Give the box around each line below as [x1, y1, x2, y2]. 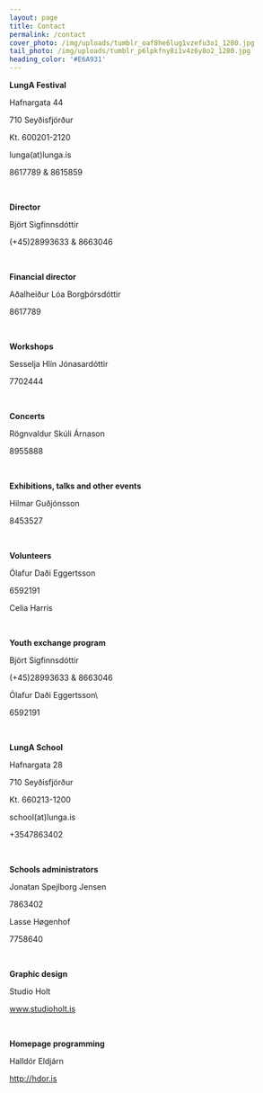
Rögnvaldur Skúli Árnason [9, 428, 105, 439]
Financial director [9, 272, 76, 282]
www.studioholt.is [9, 1004, 76, 1014]
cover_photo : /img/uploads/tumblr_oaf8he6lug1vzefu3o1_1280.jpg [9, 38, 255, 48]
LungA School [9, 742, 64, 752]
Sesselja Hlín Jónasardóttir [9, 359, 109, 369]
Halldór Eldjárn [9, 1056, 65, 1066]
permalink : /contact [9, 30, 87, 39]
